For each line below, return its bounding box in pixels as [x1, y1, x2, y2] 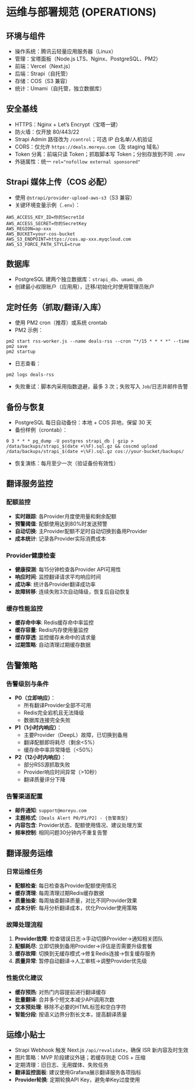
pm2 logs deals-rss [6, 372, 55, 378]
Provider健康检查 [6, 551, 56, 559]
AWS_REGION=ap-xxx [6, 226, 52, 232]
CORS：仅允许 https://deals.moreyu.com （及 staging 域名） [14, 143, 163, 150]
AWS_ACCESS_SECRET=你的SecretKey [6, 220, 87, 226]
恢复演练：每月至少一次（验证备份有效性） [14, 460, 119, 467]
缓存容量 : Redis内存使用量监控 [14, 626, 89, 634]
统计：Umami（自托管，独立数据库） [14, 85, 105, 92]
